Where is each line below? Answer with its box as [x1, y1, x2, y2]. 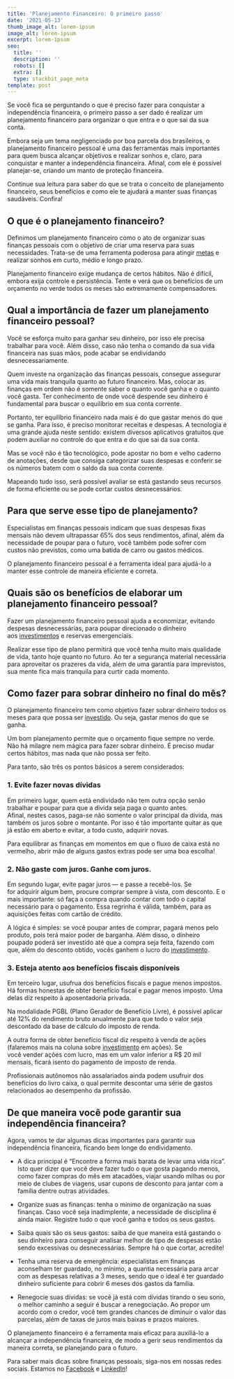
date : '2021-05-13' [7, 17, 64, 24]
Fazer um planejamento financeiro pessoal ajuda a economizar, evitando [7, 616, 215, 625]
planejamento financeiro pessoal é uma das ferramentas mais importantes [7, 144, 221, 152]
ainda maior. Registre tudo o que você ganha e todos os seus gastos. [17, 1215, 216, 1224]
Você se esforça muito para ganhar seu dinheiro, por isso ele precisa [7, 333, 205, 342]
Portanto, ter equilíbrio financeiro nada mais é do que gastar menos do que [7, 413, 223, 421]
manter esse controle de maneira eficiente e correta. [7, 567, 158, 575]
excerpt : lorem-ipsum [7, 36, 70, 43]
